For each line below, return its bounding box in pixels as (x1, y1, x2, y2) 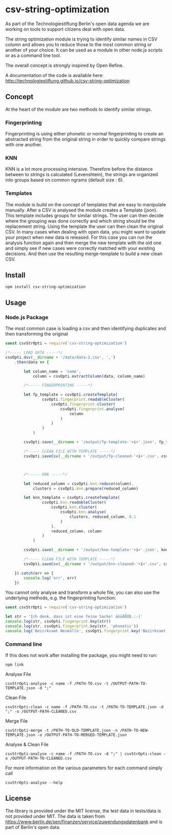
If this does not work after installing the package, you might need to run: (5, 652, 158, 658)
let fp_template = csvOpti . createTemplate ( (24, 392, 118, 397)
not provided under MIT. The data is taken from (5, 813, 105, 819)
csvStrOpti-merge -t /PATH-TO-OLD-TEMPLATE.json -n (5, 728, 118, 733)
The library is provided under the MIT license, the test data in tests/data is (5, 807, 161, 814)
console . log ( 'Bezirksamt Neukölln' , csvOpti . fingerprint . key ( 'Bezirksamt (5, 628, 166, 633)
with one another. (5, 142, 42, 148)
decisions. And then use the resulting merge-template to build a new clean (5, 250, 163, 257)
